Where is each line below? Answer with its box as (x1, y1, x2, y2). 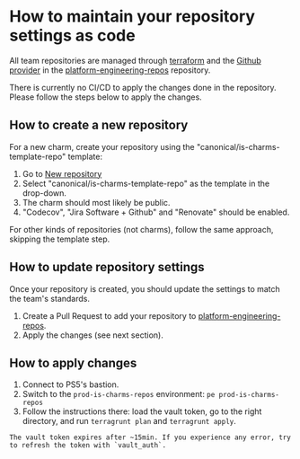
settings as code (9, 25, 137, 46)
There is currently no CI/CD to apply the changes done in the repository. (9, 82, 277, 93)
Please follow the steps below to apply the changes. (9, 92, 202, 102)
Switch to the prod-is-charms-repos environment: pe (22, 389, 216, 400)
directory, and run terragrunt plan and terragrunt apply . (22, 416, 236, 427)
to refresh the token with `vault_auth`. (9, 441, 167, 450)
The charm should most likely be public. (22, 197, 171, 207)
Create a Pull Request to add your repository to (22, 310, 197, 321)
